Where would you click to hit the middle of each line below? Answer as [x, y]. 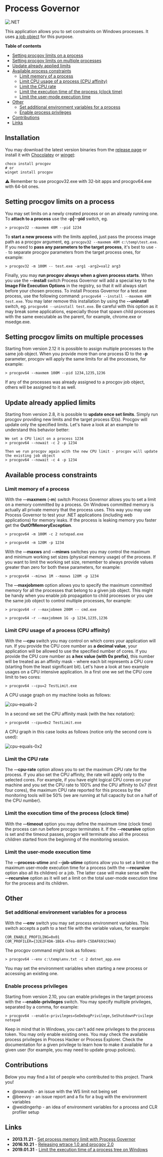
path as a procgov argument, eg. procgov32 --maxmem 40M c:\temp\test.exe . [81, 242]
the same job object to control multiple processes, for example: [68, 600]
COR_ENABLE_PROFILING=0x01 [32, 937]
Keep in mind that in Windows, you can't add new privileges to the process [80, 1029]
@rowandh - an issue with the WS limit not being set [65, 1091]
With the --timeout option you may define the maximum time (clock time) [79, 824]
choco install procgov [28, 163]
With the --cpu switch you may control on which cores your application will [80, 641]
